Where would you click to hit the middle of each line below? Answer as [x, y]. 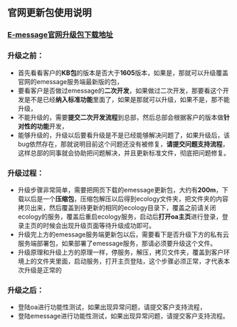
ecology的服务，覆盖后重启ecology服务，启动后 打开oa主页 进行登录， [120, 217]
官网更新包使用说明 [49, 13]
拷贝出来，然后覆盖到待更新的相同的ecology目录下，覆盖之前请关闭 [117, 207]
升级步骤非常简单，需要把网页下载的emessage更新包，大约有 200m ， [120, 190]
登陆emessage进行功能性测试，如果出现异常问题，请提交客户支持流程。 [123, 316]
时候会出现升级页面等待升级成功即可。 [99, 225]
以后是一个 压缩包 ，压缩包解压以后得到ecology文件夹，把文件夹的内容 [126, 199]
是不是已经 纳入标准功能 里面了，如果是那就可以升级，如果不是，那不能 [127, 99]
